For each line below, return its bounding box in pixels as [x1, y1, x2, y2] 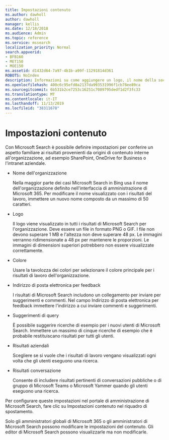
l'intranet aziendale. [5, 160, 46, 166]
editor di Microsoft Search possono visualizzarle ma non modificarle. [5, 429, 148, 435]
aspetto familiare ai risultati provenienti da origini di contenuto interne [5, 149, 149, 155]
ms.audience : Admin [5, 31, 46, 36]
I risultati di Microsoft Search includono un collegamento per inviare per [12, 292, 161, 298]
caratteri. [12, 201, 32, 207]
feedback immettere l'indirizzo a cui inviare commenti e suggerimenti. [12, 302, 157, 308]
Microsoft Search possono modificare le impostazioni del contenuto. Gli [5, 423, 153, 429]
